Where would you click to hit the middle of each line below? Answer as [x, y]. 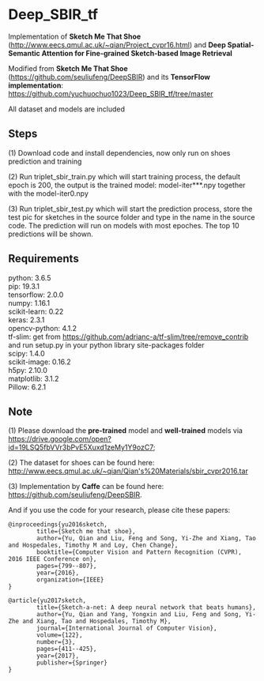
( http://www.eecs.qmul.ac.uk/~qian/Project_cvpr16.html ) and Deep [117, 44]
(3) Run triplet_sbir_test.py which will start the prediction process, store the [130, 209]
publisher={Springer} [72, 663]
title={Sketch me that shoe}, [86, 532]
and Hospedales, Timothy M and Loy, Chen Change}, [93, 546]
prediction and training [45, 161]
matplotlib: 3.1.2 [34, 378]
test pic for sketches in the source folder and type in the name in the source [132, 217]
